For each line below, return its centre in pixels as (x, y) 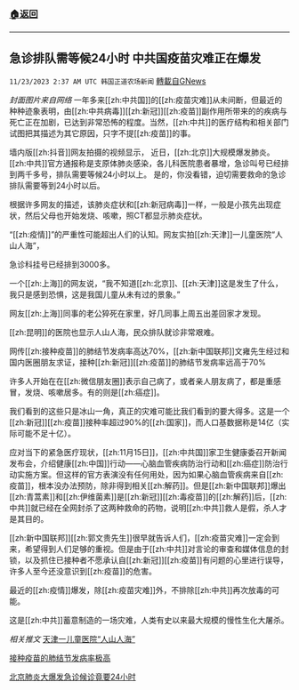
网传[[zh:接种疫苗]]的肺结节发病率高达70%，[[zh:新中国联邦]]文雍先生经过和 (149, 351)
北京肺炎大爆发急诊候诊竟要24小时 (73, 677)
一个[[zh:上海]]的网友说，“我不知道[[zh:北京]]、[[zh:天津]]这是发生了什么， (146, 284)
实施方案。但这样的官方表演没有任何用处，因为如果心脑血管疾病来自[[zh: (150, 475)
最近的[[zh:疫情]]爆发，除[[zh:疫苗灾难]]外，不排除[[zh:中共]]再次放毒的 (141, 590)
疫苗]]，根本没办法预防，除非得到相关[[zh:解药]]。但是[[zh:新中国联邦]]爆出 (148, 485)
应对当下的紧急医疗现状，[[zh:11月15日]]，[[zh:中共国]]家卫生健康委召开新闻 (148, 453)
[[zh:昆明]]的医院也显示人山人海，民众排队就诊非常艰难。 (114, 333)
